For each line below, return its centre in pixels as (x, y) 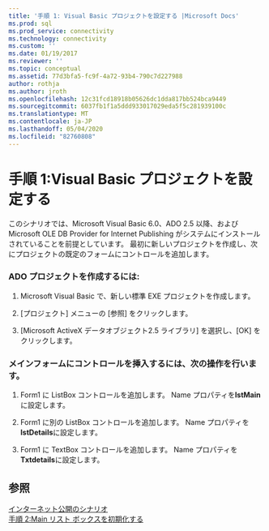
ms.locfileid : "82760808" (52, 136)
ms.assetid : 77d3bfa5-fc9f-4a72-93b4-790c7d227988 (96, 76)
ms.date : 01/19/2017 (43, 54)
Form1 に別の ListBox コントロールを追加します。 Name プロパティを (134, 422)
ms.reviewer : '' (36, 62)
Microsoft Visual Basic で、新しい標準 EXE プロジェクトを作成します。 (137, 296)
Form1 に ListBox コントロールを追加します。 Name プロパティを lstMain (140, 395)
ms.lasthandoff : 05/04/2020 (56, 129)
